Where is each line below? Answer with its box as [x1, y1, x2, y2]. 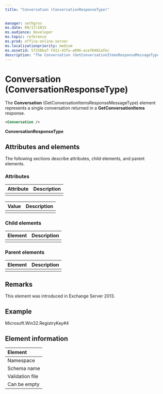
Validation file [7, 373, 39, 379]
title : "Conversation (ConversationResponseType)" [5, 7, 110, 12]
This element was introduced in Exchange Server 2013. [5, 293, 115, 299]
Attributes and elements [5, 142, 80, 151]
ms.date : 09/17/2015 [5, 25, 47, 30]
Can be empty [7, 381, 40, 388]
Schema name [7, 365, 40, 372]
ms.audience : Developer [5, 30, 53, 35]
